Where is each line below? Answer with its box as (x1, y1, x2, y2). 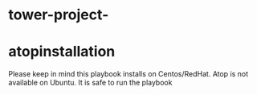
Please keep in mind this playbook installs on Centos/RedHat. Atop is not (8, 69, 249, 79)
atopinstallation (8, 43, 116, 61)
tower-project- (8, 6, 109, 24)
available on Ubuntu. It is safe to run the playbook (8, 78, 173, 88)
